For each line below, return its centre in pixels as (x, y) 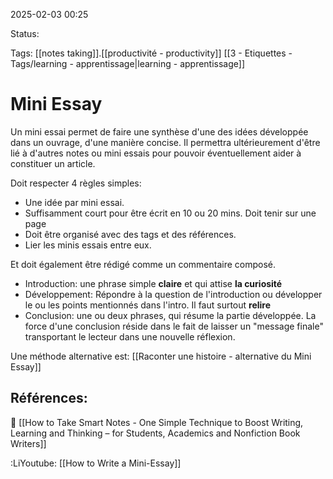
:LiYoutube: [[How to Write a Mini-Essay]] (96, 463)
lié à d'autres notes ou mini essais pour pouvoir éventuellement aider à (156, 153)
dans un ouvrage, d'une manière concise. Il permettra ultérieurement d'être (165, 142)
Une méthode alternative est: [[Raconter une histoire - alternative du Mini (161, 356)
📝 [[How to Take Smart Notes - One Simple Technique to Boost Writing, (157, 422)
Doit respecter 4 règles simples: (76, 183)
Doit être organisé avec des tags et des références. (130, 234)
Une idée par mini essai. (74, 202)
